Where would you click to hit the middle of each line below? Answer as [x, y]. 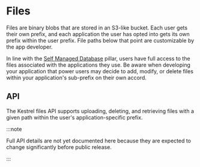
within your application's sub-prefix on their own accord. [77, 77]
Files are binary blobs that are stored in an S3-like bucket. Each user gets [97, 28]
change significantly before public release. [59, 147]
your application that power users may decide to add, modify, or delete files [100, 71]
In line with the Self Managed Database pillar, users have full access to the [98, 58]
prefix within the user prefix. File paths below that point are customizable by [100, 40]
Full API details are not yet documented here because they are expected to [98, 141]
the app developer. [29, 47]
